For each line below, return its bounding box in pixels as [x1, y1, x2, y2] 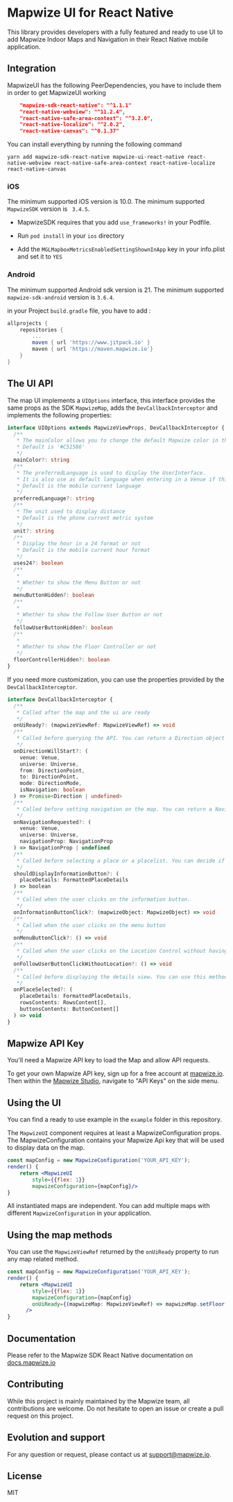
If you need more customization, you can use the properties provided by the [7, 675, 225, 684]
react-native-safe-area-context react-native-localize [53, 159, 216, 167]
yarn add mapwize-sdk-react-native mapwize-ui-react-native [7, 154, 185, 161]
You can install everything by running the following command [7, 140, 182, 148]
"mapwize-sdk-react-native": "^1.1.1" [19, 102, 132, 109]
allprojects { [7, 320, 49, 327]
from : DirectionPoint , [19, 767, 85, 774]
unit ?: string [13, 527, 54, 535]
